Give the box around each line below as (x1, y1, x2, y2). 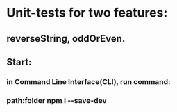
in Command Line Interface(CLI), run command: (6, 77, 171, 86)
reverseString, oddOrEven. (6, 33, 126, 45)
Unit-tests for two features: (6, 5, 168, 21)
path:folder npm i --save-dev (6, 95, 107, 105)
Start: (6, 56, 32, 67)
